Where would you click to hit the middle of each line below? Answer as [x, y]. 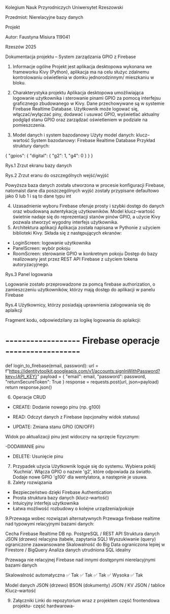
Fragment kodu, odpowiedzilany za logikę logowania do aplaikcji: [73, 320]
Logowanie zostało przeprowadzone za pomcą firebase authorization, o [80, 284]
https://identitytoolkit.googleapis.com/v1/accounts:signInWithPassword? [84, 371]
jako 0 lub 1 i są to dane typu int [38, 196]
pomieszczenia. [29, 125]
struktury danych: [31, 146]
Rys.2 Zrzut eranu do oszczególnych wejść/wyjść [57, 175]
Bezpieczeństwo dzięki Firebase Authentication [62, 492]
